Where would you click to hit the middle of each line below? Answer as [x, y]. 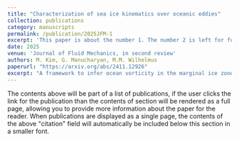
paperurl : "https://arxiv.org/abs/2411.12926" [78, 67]
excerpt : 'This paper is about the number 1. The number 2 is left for [116, 40]
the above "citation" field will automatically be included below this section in [119, 123]
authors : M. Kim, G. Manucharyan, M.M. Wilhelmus [83, 60]
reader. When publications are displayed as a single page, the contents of [115, 116]
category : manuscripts [41, 27]
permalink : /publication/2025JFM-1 [60, 34]
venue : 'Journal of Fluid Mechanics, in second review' [92, 54]
